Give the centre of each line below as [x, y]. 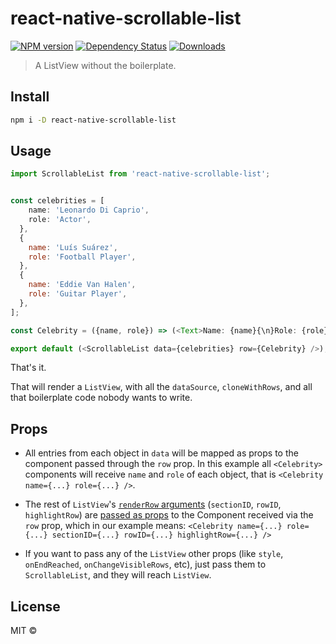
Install [30, 97]
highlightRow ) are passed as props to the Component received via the [169, 515]
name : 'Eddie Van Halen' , [82, 285]
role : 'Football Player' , [82, 257]
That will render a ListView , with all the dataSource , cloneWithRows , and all [161, 387]
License [35, 606]
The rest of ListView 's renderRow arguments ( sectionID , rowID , [153, 504]
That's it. [28, 368]
